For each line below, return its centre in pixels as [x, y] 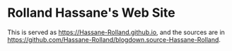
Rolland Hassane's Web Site [91, 13]
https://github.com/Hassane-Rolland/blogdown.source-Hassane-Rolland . [114, 39]
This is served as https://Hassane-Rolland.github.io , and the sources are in [116, 32]
